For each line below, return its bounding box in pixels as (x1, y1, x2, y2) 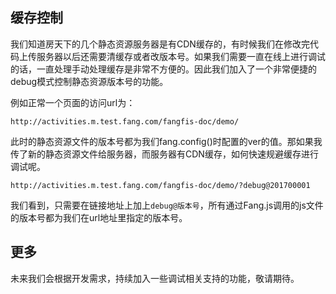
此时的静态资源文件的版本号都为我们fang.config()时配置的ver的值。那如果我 (10, 135, 323, 147)
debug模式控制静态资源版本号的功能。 (10, 75, 169, 87)
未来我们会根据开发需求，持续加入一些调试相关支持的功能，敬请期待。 (10, 272, 300, 284)
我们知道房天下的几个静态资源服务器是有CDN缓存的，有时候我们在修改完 (10, 38, 310, 50)
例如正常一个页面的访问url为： (10, 96, 136, 108)
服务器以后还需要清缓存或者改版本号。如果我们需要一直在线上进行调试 (36, 50, 326, 62)
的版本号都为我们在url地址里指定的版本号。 (10, 211, 188, 223)
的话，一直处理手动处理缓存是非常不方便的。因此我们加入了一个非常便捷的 (10, 63, 317, 75)
